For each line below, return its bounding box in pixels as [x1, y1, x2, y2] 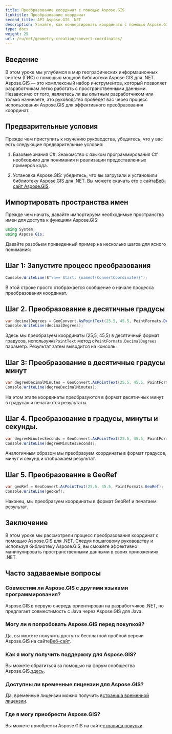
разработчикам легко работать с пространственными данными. [5, 85, 147, 92]
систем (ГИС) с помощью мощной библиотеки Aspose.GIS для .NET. [5, 74, 155, 80]
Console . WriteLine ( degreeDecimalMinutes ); [5, 385, 97, 390]
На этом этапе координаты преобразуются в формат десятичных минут [5, 394, 164, 400]
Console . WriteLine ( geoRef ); [5, 489, 66, 494]
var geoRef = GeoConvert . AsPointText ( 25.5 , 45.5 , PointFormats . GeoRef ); [5, 484, 164, 489]
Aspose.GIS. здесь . [5, 668, 45, 674]
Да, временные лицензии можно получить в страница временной [5, 692, 149, 699]
